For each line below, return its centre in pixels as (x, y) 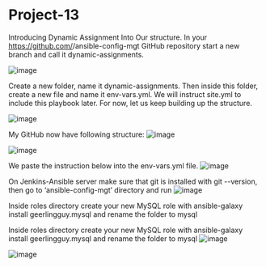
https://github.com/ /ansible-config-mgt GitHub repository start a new (124, 45)
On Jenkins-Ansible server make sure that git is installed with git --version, (133, 181)
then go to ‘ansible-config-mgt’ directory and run (90, 190)
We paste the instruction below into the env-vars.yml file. (103, 165)
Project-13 (44, 15)
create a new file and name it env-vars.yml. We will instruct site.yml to (125, 94)
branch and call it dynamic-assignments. (76, 54)
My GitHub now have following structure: (76, 134)
